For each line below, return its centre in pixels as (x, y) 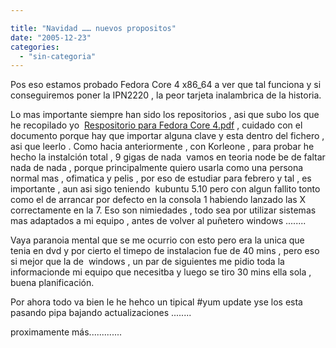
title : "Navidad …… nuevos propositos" (93, 28)
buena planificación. (52, 283)
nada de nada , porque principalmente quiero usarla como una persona (157, 168)
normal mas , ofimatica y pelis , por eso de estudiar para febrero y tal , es (161, 178)
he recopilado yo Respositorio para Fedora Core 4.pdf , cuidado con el (156, 125)
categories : (35, 47)
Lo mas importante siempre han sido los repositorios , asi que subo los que (165, 115)
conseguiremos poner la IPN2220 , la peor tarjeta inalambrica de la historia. (166, 95)
